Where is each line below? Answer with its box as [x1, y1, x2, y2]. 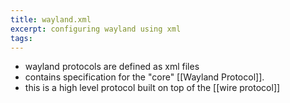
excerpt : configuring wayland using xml [10, 24, 182, 34]
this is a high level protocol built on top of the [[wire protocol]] [24, 82, 281, 94]
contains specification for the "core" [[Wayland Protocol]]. [24, 71, 265, 83]
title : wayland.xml [10, 14, 92, 25]
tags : [10, 33, 33, 43]
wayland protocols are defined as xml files [24, 61, 200, 73]
